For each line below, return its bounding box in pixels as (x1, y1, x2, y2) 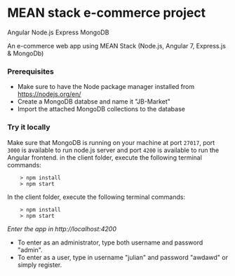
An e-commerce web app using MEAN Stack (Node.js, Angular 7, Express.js (7, 41, 227, 50)
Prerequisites (7, 67, 54, 76)
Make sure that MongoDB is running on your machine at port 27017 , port (7, 138, 215, 146)
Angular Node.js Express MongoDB (7, 28, 109, 36)
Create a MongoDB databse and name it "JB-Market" (17, 97, 170, 106)
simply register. (17, 261, 62, 269)
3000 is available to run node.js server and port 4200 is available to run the (7, 146, 220, 154)
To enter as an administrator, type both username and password (17, 238, 203, 247)
